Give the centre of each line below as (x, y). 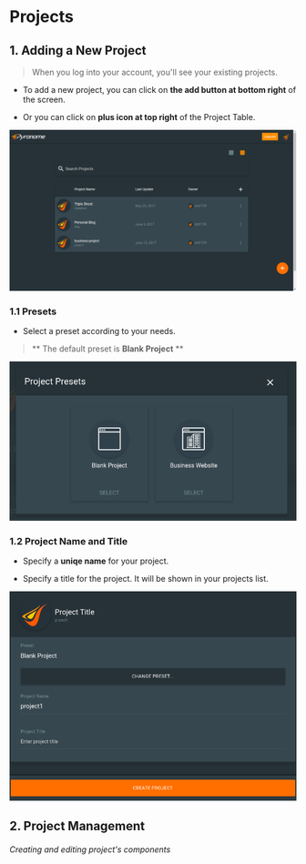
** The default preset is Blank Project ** (107, 349)
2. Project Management (77, 826)
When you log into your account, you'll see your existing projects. (154, 72)
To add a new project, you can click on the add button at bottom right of (159, 90)
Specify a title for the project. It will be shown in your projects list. (145, 579)
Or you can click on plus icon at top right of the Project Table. (139, 117)
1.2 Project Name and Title (69, 541)
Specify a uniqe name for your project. (96, 561)
